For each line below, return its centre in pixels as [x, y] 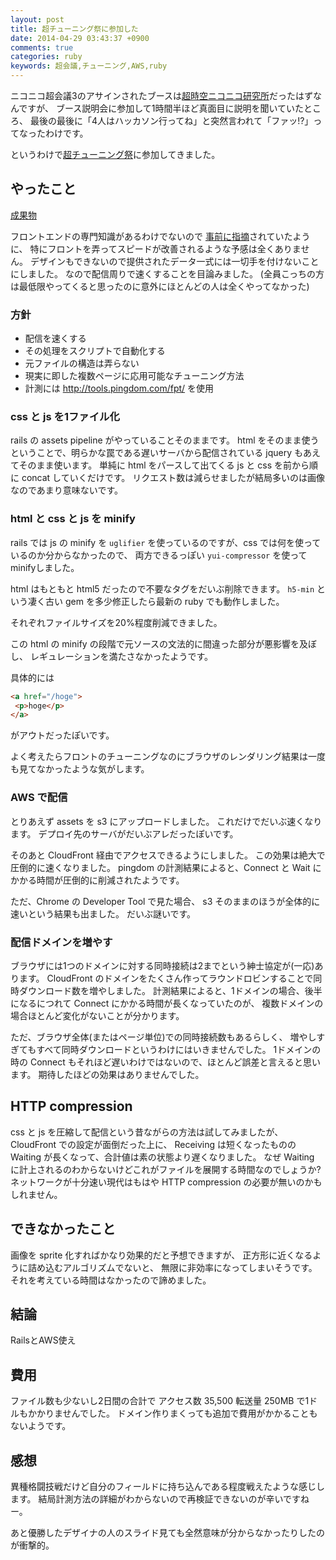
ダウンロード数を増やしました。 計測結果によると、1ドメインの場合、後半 [170, 990]
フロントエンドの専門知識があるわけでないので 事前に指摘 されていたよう [160, 236]
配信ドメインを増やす [61, 942]
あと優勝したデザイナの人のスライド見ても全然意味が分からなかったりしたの [168, 1532]
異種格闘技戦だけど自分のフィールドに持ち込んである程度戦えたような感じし [167, 1486]
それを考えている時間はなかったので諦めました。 [111, 1280]
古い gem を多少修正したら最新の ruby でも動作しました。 [164, 601]
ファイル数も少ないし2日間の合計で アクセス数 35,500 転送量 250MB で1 [160, 1401]
